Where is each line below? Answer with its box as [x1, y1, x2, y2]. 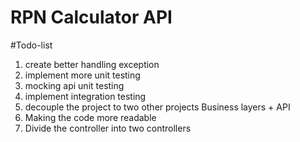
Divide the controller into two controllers [24, 122, 192, 134]
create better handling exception [24, 58, 160, 70]
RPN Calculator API [10, 6, 173, 29]
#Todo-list [10, 39, 53, 51]
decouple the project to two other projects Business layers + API [24, 101, 291, 113]
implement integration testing [24, 90, 147, 102]
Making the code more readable [24, 111, 157, 123]
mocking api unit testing [24, 79, 125, 91]
